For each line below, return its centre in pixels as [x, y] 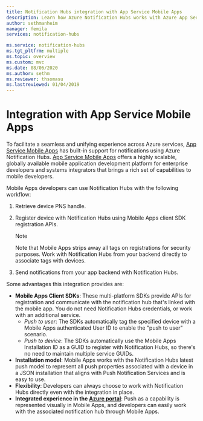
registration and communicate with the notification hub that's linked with [105, 302]
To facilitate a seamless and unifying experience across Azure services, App [101, 144]
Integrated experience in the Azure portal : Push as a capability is [97, 399]
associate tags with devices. [50, 261]
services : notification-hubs [43, 34]
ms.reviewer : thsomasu [35, 79]
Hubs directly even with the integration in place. [75, 392]
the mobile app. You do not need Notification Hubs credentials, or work [103, 308]
